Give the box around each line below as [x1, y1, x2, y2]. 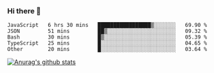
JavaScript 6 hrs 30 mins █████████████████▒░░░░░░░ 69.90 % [7, 22, 208, 29]
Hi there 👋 [7, 6, 42, 16]
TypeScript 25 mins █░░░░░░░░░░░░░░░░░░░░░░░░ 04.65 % [7, 40, 208, 47]
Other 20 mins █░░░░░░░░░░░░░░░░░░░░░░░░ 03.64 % [7, 46, 208, 53]
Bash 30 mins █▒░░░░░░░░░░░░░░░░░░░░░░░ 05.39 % [7, 34, 208, 41]
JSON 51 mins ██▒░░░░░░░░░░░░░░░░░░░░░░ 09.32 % [7, 28, 208, 35]
